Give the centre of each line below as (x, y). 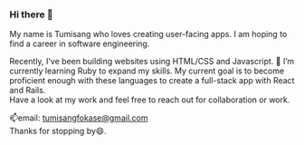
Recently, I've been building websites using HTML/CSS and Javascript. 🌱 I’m (152, 62)
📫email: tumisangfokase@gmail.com (79, 118)
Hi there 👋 (32, 14)
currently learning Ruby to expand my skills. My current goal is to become (147, 71)
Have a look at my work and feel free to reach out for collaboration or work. (150, 100)
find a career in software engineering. (80, 43)
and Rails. (28, 91)
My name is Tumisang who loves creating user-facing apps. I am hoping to (148, 34)
